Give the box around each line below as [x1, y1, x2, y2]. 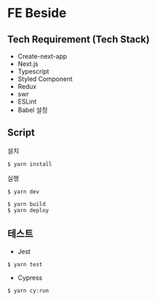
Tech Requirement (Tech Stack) [7, 33, 150, 45]
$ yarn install [7, 160, 52, 168]
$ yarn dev [7, 188, 40, 195]
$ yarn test [7, 261, 43, 268]
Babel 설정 [17, 106, 48, 114]
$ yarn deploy [7, 207, 50, 214]
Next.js [17, 60, 39, 68]
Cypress [17, 273, 43, 282]
